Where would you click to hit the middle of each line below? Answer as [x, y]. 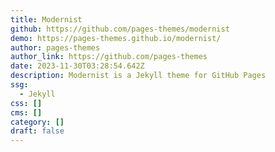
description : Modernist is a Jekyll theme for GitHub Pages [138, 76]
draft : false [37, 131]
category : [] [37, 122]
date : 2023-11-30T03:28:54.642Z [77, 66]
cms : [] [26, 112]
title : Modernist [46, 19]
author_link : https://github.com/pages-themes [109, 57]
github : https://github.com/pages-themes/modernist [120, 29]
